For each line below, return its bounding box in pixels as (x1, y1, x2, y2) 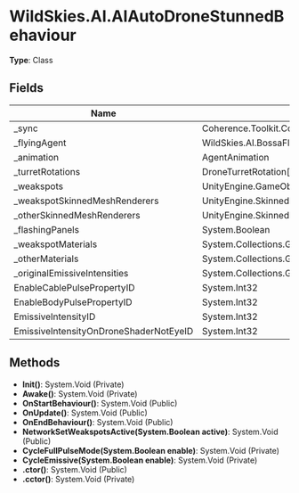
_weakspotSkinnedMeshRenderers (13, 194, 159, 207)
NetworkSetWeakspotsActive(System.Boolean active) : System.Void (21, 426, 279, 437)
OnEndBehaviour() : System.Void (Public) (21, 416, 174, 427)
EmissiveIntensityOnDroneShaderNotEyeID (13, 325, 194, 337)
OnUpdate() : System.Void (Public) (21, 407, 149, 418)
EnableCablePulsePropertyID (13, 281, 135, 293)
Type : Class (9, 54, 53, 65)
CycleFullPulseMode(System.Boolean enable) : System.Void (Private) (21, 445, 280, 456)
